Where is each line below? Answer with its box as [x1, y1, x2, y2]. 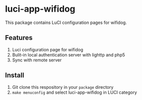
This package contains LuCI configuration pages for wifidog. [5, 20, 127, 25]
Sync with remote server [12, 57, 62, 63]
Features [5, 34, 33, 42]
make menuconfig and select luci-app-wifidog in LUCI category [12, 89, 138, 95]
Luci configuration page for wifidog [12, 46, 83, 52]
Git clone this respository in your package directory [12, 84, 114, 90]
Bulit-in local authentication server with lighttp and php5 [12, 52, 125, 58]
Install [5, 71, 24, 80]
